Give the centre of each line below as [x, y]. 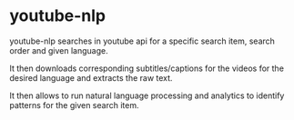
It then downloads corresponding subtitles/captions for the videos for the [147, 68]
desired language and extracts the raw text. [91, 77]
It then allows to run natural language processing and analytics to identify [147, 95]
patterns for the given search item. [74, 105]
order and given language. [59, 50]
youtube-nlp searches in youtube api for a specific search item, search [142, 41]
